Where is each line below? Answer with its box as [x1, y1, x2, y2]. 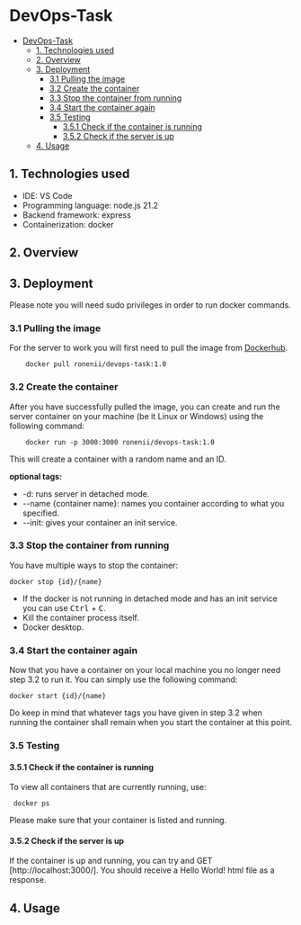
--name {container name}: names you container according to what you [22, 498, 285, 508]
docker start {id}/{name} [9, 692, 106, 701]
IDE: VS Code [22, 190, 73, 201]
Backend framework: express [22, 209, 132, 220]
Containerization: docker [22, 219, 114, 229]
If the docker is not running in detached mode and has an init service [22, 593, 278, 604]
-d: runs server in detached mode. [22, 488, 150, 499]
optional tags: [9, 471, 63, 481]
